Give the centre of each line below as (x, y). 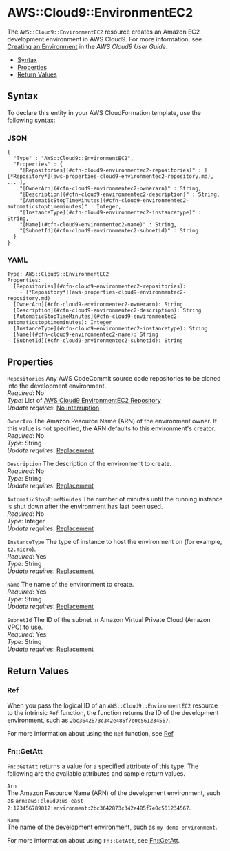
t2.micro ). (22, 549)
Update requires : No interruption (53, 408)
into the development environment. (57, 386)
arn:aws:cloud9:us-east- (51, 801)
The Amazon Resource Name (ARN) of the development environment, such (114, 793)
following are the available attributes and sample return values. (96, 774)
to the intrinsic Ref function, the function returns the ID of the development (113, 712)
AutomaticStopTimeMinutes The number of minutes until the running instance (115, 499)
